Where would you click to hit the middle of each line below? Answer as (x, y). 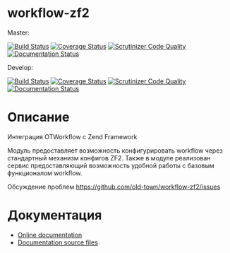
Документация (55, 215)
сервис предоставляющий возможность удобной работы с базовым (111, 165)
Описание (38, 117)
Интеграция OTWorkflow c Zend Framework (72, 136)
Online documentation (50, 235)
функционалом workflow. (45, 173)
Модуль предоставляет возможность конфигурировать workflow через (115, 151)
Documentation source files (58, 242)
